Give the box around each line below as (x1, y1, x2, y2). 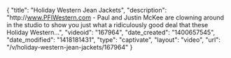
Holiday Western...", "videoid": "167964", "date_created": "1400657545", (6, 28, 216, 36)
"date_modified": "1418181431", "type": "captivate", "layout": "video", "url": (6, 36, 221, 44)
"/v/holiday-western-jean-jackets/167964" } (6, 43, 133, 51)
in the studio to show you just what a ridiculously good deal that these (6, 21, 209, 29)
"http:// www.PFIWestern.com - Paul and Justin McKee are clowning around (6, 13, 225, 22)
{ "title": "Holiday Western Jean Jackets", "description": (6, 6, 167, 14)
